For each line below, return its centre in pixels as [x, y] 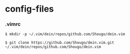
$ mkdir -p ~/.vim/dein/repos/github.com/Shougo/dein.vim [65, 34]
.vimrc [13, 24]
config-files [29, 9]
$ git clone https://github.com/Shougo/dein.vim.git [60, 43]
